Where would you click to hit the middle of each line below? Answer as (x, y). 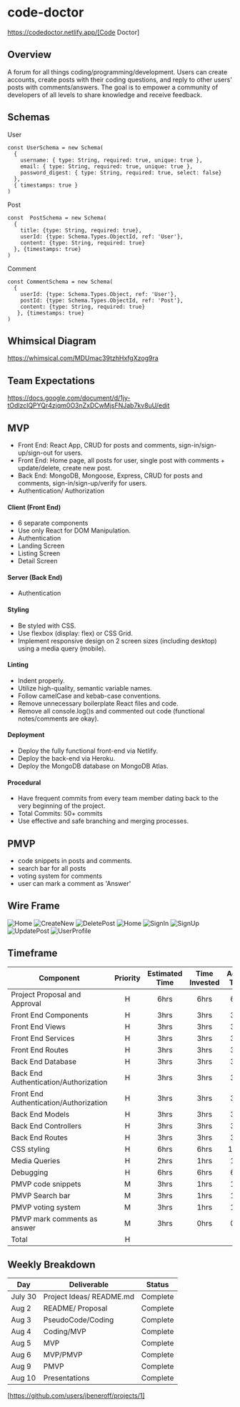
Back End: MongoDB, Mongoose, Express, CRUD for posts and (110, 475)
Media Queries (36, 1160)
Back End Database (44, 1061)
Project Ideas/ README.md (89, 1297)
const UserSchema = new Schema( (55, 147)
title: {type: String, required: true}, (81, 230)
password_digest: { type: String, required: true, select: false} (121, 172)
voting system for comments (60, 876)
